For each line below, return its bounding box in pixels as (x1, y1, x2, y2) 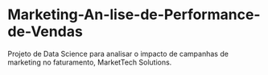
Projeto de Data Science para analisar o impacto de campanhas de (7, 49, 229, 58)
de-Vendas (7, 22, 84, 41)
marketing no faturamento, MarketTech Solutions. (7, 57, 172, 67)
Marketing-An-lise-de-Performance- (7, 6, 261, 24)
